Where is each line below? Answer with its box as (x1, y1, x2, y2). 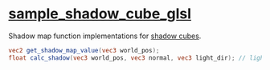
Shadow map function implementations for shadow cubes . (8, 31, 202, 41)
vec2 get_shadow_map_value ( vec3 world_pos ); (8, 46, 160, 54)
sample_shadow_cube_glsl (8, 5, 191, 23)
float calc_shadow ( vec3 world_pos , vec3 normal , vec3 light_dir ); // (8, 53, 247, 62)
